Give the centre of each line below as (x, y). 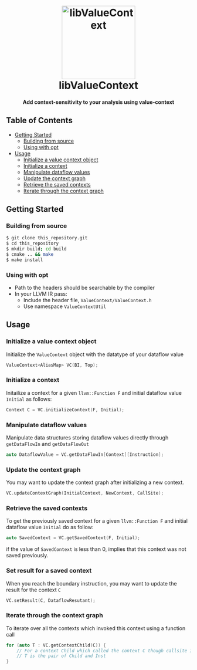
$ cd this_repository (33, 243)
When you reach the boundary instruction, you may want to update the (91, 583)
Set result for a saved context (49, 571)
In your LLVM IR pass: (41, 294)
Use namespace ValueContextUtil (65, 306)
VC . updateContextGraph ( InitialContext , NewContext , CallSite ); (85, 493)
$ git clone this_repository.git (47, 238)
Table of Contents (40, 121)
